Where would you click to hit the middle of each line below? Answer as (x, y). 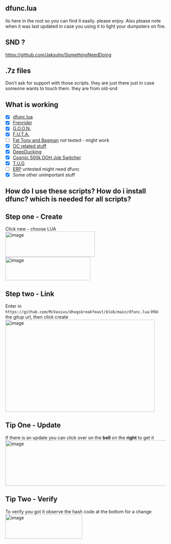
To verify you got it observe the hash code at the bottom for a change (79, 511)
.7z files (18, 71)
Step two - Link (30, 294)
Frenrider (22, 123)
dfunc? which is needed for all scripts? (68, 199)
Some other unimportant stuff (44, 175)
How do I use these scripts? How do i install (76, 191)
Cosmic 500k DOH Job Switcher (47, 157)
